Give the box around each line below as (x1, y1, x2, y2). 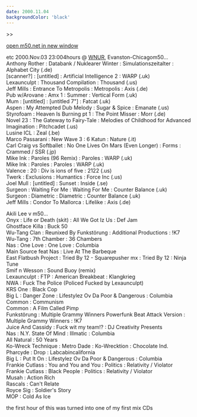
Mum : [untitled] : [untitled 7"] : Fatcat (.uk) (6, 97, 111, 104)
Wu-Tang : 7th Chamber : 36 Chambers (6, 235, 103, 242)
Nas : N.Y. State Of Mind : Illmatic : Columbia (6, 330, 115, 337)
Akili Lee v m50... (6, 210, 49, 217)
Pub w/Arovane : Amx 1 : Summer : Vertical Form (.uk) (6, 91, 138, 98)
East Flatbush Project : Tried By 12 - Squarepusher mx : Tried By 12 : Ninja (6, 254, 187, 261)
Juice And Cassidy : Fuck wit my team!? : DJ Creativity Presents (6, 323, 163, 330)
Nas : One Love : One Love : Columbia (6, 241, 99, 249)
